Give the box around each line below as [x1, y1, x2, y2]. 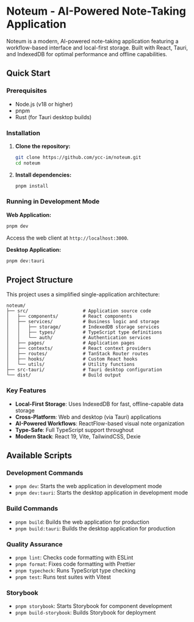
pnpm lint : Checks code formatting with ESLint [15, 554, 134, 561]
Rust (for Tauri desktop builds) [15, 113, 92, 120]
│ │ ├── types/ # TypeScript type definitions [6, 329, 163, 335]
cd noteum [15, 160, 41, 166]
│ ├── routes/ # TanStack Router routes [6, 351, 149, 357]
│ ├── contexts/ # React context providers [6, 345, 151, 352]
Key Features [6, 386, 47, 395]
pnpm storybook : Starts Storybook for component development [15, 602, 173, 610]
